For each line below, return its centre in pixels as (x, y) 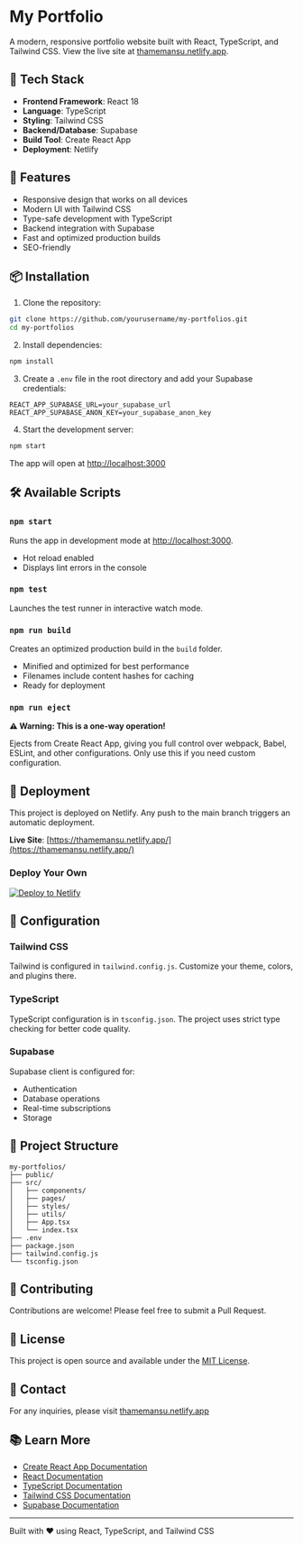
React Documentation (63, 1476)
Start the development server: (78, 429)
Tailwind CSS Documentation (76, 1495)
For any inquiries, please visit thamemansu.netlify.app (109, 1411)
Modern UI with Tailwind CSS (77, 208)
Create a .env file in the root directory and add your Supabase (138, 379)
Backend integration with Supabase (88, 228)
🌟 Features (40, 178)
